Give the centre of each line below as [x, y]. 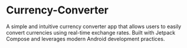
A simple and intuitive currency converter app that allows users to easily [94, 26]
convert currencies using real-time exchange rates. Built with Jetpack [91, 32]
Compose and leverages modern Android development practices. [86, 39]
